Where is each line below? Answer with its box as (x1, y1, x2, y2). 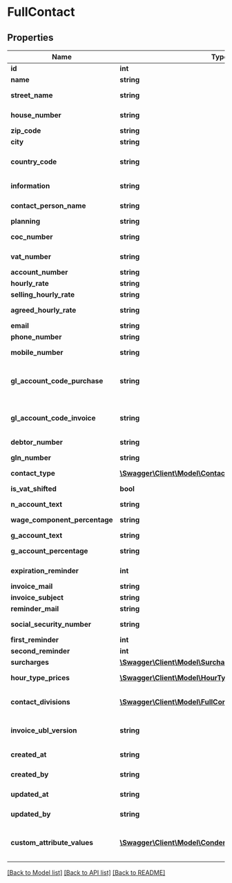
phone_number (10, 332, 62, 342)
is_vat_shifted (10, 484, 57, 494)
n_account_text (10, 500, 63, 509)
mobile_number (10, 348, 64, 357)
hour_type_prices (10, 673, 70, 682)
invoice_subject (10, 593, 64, 602)
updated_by (10, 809, 51, 819)
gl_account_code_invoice (10, 414, 96, 423)
